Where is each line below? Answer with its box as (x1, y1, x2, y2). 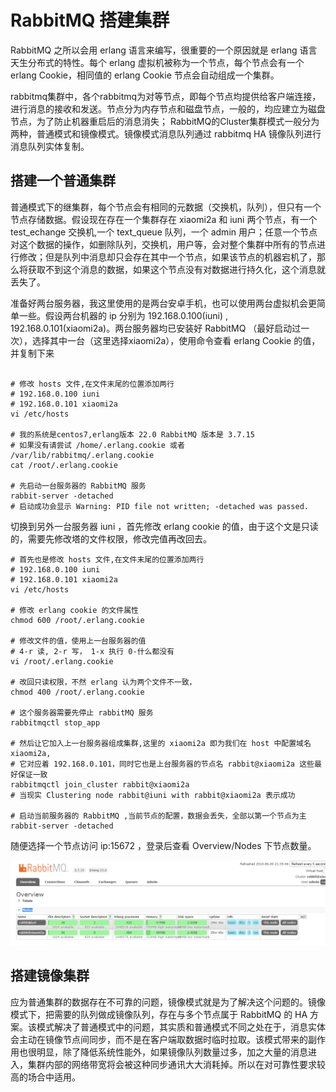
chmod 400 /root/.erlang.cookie (10, 687, 145, 697)
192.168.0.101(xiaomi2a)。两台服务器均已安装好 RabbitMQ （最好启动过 (10, 322, 302, 334)
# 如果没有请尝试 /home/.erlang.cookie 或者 (10, 440, 185, 450)
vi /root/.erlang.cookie (10, 656, 114, 666)
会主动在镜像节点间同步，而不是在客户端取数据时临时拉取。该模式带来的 (10, 1033, 308, 1045)
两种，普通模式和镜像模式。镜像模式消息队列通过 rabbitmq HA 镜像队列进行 (10, 127, 322, 140)
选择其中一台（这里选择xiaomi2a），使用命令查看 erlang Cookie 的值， (31, 334, 321, 346)
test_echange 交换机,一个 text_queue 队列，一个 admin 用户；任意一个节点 (10, 226, 318, 238)
